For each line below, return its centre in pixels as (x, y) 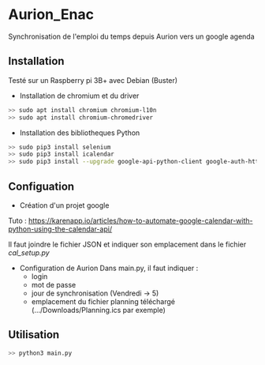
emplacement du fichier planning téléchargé (103, 301)
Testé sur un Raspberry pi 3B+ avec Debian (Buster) (93, 80)
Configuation (41, 186)
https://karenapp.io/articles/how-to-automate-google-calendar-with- (141, 220)
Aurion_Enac (51, 15)
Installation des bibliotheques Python (80, 133)
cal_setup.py (29, 252)
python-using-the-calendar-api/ (60, 229)
